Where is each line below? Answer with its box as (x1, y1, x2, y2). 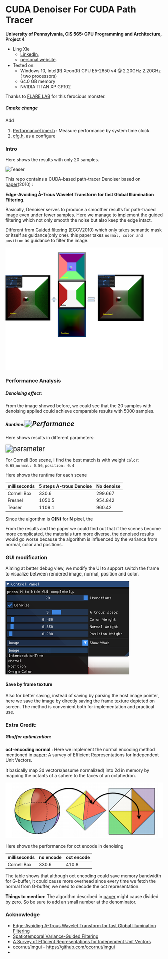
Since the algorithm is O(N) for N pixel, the (5, 516, 93, 522)
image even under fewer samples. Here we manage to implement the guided (5, 212, 163, 218)
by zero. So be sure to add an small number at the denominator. (5, 899, 137, 905)
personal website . (20, 56, 57, 62)
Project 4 (5, 36, 25, 42)
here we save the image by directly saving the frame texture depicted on (5, 698, 155, 704)
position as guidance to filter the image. (5, 238, 89, 244)
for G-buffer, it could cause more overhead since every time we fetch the (5, 878, 156, 884)
